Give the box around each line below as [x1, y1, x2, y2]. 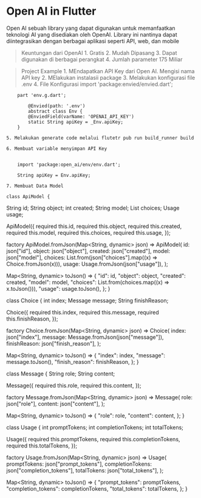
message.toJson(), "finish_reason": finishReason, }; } [6, 358, 139, 365]
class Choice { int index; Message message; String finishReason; [6, 297, 169, 304]
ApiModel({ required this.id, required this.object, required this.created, [6, 222, 182, 230]
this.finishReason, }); [6, 315, 58, 322]
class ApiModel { [6, 193, 50, 199]
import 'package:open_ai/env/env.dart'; [17, 162, 121, 168]
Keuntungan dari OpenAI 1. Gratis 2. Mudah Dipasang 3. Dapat [21, 49, 177, 56]
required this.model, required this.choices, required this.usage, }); [6, 229, 171, 236]
